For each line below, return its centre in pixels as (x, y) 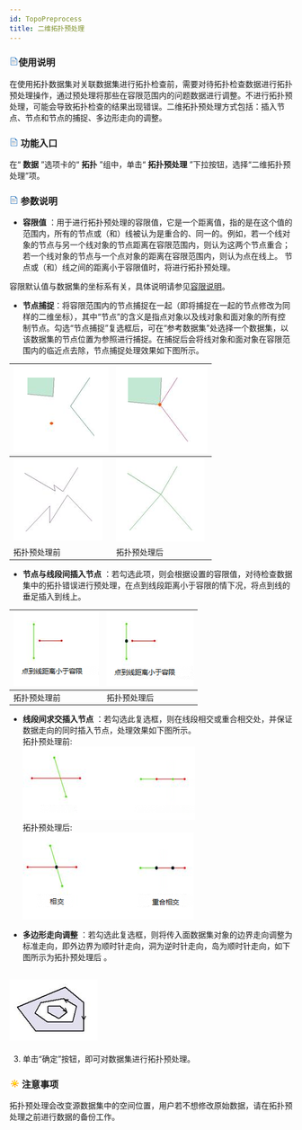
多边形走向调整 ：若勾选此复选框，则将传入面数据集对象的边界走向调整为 (157, 935)
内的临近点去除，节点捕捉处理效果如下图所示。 (117, 351)
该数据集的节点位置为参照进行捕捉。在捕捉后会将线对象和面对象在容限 (152, 339)
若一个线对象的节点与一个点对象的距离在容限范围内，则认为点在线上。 (152, 256)
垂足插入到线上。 (54, 596)
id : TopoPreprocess (46, 19)
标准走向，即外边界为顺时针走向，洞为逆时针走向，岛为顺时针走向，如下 (156, 946)
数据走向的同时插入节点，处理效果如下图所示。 (109, 730)
